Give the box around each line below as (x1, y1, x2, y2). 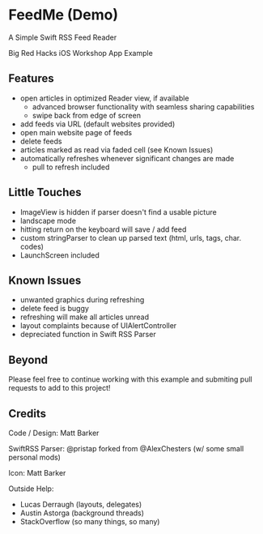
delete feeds (19, 136, 62, 146)
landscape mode (19, 216, 77, 225)
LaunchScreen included (19, 250, 100, 260)
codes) (19, 241, 45, 251)
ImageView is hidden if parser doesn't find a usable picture (19, 207, 217, 216)
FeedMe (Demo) (8, 6, 119, 24)
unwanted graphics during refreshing (19, 295, 145, 305)
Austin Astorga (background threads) (19, 508, 144, 518)
